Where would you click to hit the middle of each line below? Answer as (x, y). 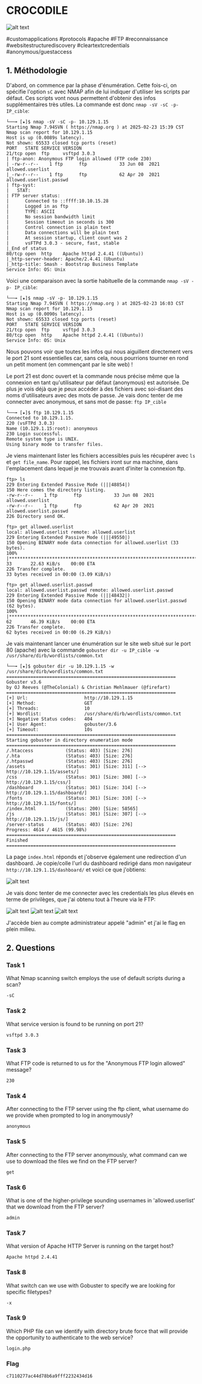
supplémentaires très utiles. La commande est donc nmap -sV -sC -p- (93, 104)
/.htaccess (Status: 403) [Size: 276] (70, 750)
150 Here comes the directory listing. (56, 490)
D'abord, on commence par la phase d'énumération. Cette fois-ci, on (92, 85)
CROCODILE (37, 11)
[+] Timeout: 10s (50, 729)
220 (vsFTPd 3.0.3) (31, 423)
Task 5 (16, 1142)
